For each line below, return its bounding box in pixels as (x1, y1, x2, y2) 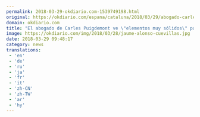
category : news (6, 42, 44, 48)
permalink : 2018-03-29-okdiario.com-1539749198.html (6, 8, 140, 15)
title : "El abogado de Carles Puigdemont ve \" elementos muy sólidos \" (6, 25, 187, 31)
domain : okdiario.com (6, 19, 60, 25)
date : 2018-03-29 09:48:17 (6, 36, 73, 42)
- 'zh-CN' (8, 86, 33, 92)
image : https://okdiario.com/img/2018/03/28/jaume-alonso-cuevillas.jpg (6, 31, 190, 37)
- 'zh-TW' (8, 91, 33, 97)
